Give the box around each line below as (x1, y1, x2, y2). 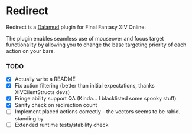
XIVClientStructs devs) (14, 89, 70, 96)
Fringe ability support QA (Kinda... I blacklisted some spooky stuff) (14, 95, 177, 102)
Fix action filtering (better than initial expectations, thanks (14, 82, 155, 89)
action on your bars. (6, 47, 55, 54)
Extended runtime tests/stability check (14, 121, 109, 128)
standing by (14, 115, 44, 122)
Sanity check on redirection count (14, 102, 97, 109)
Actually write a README (14, 75, 76, 83)
